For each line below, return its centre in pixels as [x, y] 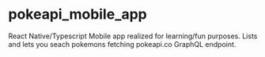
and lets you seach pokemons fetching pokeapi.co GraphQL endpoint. [122, 44]
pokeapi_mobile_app [78, 14]
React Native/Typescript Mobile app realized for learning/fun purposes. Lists [133, 36]
